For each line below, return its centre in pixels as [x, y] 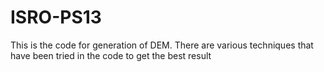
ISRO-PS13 [56, 17]
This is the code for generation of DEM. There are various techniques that [162, 45]
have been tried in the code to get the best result [111, 55]
